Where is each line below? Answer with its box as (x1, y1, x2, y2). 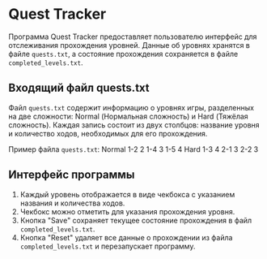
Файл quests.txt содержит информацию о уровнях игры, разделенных (8, 102, 255, 112)
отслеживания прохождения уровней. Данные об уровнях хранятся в (8, 40, 251, 50)
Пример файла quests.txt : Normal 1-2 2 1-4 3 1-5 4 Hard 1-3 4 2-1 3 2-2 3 (8, 144, 259, 154)
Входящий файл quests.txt (8, 81, 150, 95)
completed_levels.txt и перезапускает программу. (19, 241, 196, 251)
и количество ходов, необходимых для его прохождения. (8, 128, 208, 138)
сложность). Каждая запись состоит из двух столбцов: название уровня (8, 119, 261, 130)
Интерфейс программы (8, 168, 135, 182)
